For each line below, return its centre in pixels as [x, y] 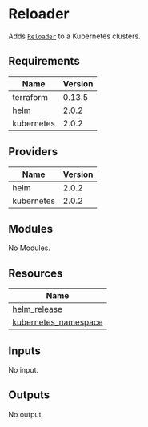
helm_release [37, 309]
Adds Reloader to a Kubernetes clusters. [75, 36]
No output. [26, 414]
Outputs [29, 395]
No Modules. [29, 248]
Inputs [25, 351]
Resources [36, 273]
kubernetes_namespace [58, 322]
